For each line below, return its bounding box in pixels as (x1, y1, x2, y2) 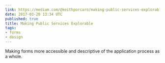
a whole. (5, 53, 23, 59)
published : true (5, 16, 38, 21)
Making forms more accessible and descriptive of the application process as (5, 48, 160, 54)
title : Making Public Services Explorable (5, 21, 93, 26)
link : (5, 7, 16, 12)
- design (5, 35, 23, 40)
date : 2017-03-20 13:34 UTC (5, 12, 63, 17)
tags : (5, 26, 16, 31)
